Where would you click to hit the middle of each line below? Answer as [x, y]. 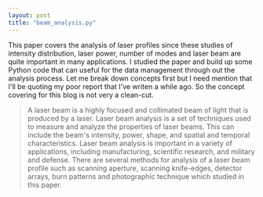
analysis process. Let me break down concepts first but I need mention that [130, 78]
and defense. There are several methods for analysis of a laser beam [139, 159]
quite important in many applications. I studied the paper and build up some [130, 61]
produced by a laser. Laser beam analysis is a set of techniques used [139, 118]
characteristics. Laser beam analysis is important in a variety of [130, 143]
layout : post [29, 15]
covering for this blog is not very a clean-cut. [81, 95]
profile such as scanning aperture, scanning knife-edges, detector [135, 168]
